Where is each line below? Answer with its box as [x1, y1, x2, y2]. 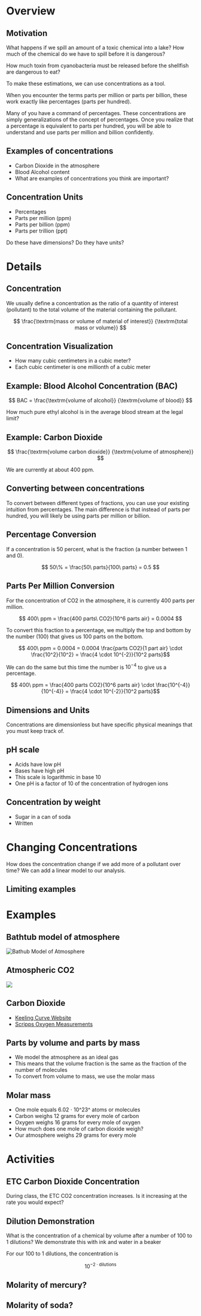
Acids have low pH [14, 761, 62, 768]
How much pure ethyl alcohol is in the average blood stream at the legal [6, 408, 184, 416]
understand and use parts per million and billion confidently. [6, 129, 154, 136]
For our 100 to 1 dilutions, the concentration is [6, 1249, 118, 1257]
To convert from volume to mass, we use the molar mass [14, 1072, 155, 1080]
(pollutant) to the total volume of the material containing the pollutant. [6, 306, 178, 313]
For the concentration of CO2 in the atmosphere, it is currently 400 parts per [6, 597, 195, 604]
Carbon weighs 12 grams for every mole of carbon [14, 1113, 139, 1120]
